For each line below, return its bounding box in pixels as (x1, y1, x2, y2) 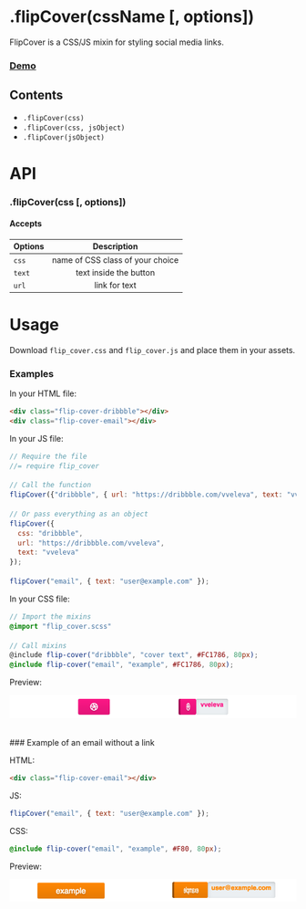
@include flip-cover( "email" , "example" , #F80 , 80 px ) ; (9, 844, 222, 854)
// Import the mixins (9, 611, 92, 622)
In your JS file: (9, 433, 64, 444)
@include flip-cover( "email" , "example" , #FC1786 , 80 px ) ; (9, 660, 234, 670)
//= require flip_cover (9, 461, 100, 471)
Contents (9, 88, 64, 103)
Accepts (9, 218, 43, 229)
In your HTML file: (9, 388, 77, 399)
